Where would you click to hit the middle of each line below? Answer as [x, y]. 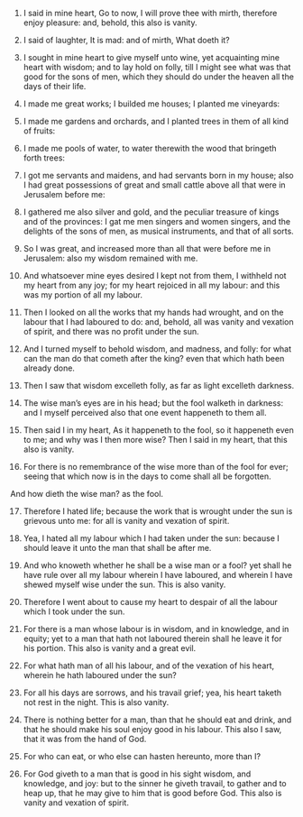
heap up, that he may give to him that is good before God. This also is [152, 793]
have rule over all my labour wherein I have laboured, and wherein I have [158, 575]
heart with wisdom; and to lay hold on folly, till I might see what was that [157, 67]
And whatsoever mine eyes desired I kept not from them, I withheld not [155, 275]
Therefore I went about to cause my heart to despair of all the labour [150, 602]
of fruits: [39, 131]
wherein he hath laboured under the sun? [100, 675]
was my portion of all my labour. [83, 295]
